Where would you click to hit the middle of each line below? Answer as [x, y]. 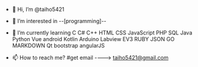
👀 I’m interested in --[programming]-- [59, 21]
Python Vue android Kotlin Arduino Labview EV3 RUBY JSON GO [93, 39]
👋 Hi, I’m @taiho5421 [38, 9]
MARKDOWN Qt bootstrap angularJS [58, 46]
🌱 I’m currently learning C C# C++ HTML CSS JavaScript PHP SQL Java [102, 33]
